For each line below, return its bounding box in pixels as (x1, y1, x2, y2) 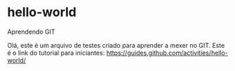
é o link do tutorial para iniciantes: (7, 49, 105, 57)
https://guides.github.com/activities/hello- (106, 49, 228, 57)
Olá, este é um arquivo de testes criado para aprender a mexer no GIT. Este (7, 41, 225, 49)
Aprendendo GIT (7, 27, 55, 36)
